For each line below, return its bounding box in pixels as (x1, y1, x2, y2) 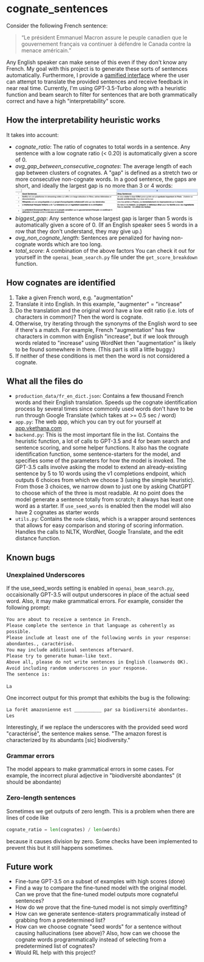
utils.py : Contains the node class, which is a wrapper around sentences (15, 515, 196, 523)
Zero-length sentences (6, 794, 76, 802)
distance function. (15, 535, 61, 542)
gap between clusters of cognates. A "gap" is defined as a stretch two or (15, 169, 198, 176)
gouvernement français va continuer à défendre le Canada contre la (21, 40, 191, 48)
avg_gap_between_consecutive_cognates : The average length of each (15, 162, 192, 169)
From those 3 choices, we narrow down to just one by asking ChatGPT (15, 483, 192, 490)
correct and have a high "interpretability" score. (6, 97, 126, 105)
